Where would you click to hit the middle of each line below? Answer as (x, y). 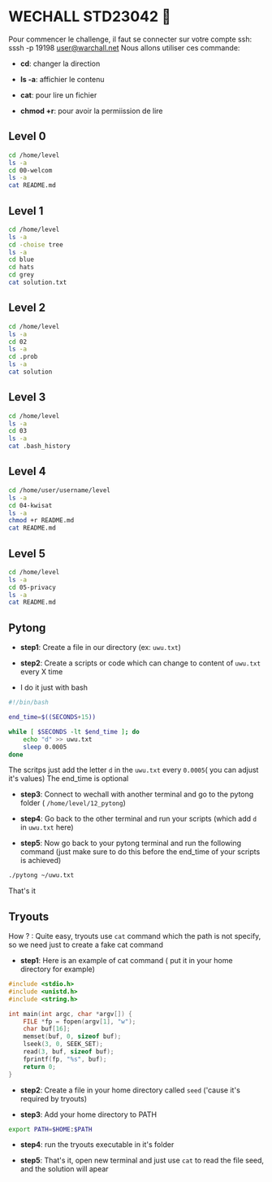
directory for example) (58, 969)
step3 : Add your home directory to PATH (88, 1114)
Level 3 (27, 397)
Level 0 (27, 136)
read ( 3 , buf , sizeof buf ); (69, 1052)
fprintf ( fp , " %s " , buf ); (65, 1059)
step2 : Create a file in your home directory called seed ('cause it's (130, 1090)
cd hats (22, 268)
